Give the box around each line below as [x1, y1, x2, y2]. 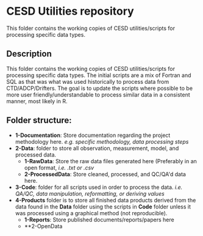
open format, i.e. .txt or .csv [24, 164, 94, 171]
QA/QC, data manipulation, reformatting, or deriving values [15, 190, 165, 197]
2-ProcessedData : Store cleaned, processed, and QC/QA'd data [24, 170, 186, 178]
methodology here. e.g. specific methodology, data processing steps [15, 138, 189, 145]
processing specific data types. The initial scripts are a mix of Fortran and [6, 72, 191, 79]
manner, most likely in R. [6, 97, 68, 105]
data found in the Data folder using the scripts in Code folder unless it [15, 203, 191, 210]
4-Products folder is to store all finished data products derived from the [15, 196, 196, 204]
